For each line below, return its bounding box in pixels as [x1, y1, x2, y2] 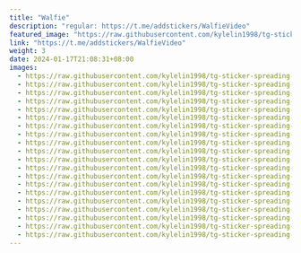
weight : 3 [9, 47, 47, 56]
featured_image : [9, 30, 70, 39]
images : [9, 64, 39, 73]
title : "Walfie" [9, 13, 70, 22]
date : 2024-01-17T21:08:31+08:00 [9, 55, 134, 64]
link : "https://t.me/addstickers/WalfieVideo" [9, 38, 186, 48]
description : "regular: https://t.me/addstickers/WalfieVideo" [9, 22, 251, 31]
